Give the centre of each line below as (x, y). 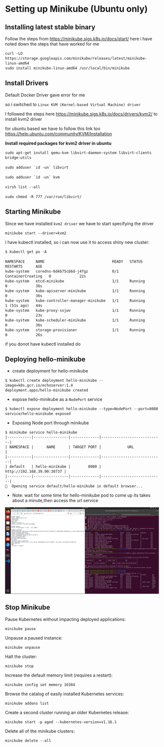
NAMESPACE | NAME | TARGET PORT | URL (72, 447)
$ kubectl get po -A (26, 252)
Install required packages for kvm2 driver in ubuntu (58, 143)
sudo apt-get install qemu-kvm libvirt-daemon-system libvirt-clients (78, 153)
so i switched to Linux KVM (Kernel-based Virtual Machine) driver (73, 104)
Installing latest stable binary (50, 27)
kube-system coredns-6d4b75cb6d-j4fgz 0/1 (62, 271)
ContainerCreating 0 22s (46, 276)
